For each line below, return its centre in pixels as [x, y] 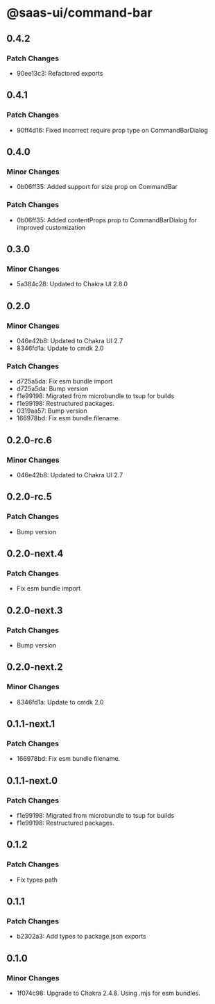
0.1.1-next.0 [32, 781]
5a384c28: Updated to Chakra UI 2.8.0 [72, 284]
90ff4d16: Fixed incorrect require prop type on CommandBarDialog [112, 130]
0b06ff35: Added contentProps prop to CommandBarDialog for [107, 220]
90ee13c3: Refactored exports [60, 73]
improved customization [51, 227]
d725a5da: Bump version [52, 389]
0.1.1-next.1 [31, 724]
